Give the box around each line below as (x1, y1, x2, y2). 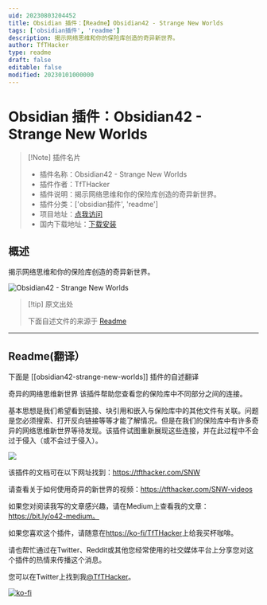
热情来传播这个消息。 (35, 555, 106, 565)
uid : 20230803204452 (8, 11, 77, 20)
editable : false (8, 64, 62, 72)
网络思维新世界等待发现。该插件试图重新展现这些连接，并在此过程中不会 (21, 426, 259, 435)
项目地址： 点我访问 (39, 209, 103, 219)
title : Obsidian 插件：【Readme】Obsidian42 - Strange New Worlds (8, 19, 224, 27)
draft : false (8, 57, 52, 64)
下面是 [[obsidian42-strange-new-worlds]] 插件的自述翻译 (8, 372, 199, 382)
